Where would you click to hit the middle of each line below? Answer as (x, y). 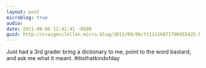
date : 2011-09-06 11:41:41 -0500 (49, 29)
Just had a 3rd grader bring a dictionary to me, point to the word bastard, (99, 52)
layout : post (23, 12)
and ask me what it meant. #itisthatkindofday (63, 58)
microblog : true (27, 18)
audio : (15, 23)
